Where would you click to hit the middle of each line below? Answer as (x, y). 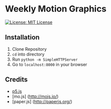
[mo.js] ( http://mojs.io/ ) (35, 96)
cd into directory (28, 54)
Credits (16, 80)
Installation (22, 37)
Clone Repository (29, 49)
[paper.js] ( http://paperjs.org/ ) (42, 101)
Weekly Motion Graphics (56, 9)
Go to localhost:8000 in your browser (49, 64)
